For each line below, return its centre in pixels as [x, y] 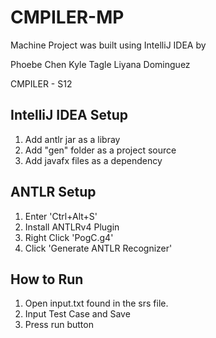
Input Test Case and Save [77, 314]
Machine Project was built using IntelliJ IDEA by [108, 45]
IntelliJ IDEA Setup [69, 115]
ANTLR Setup [53, 192]
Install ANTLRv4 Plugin [72, 227]
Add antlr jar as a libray [72, 139]
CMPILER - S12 [41, 83]
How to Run [47, 279]
